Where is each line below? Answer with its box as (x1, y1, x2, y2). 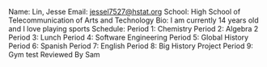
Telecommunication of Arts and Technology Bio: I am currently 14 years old (8, 15, 259, 25)
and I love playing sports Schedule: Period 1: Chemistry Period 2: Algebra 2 (8, 24, 259, 33)
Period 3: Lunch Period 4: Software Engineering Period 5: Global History (8, 32, 249, 42)
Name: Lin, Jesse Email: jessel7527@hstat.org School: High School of (8, 7, 241, 16)
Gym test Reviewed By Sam (8, 50, 100, 59)
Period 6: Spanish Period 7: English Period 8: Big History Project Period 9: (8, 41, 253, 51)
